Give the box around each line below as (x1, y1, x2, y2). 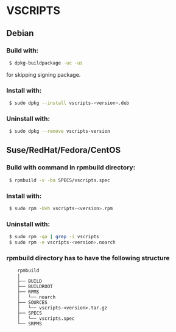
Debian (6, 28, 34, 38)
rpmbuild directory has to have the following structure (6, 253, 170, 262)
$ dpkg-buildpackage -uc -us (9, 60, 83, 66)
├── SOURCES (17, 300, 48, 306)
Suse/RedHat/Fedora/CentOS (6, 145, 121, 155)
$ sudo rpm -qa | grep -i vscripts (9, 234, 99, 240)
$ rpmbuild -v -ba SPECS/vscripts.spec (9, 177, 111, 183)
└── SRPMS (17, 321, 43, 327)
